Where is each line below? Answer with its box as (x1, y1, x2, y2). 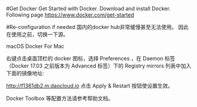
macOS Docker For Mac (6, 43, 64, 50)
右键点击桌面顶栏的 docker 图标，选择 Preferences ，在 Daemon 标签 (6, 55, 176, 61)
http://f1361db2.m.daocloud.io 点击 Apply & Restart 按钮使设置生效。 (6, 82, 173, 89)
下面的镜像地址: (6, 70, 44, 76)
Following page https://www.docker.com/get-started (6, 11, 134, 18)
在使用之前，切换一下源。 (6, 31, 69, 38)
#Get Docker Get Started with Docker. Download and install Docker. (6, 5, 171, 12)
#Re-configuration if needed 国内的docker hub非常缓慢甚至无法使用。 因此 (6, 24, 189, 30)
